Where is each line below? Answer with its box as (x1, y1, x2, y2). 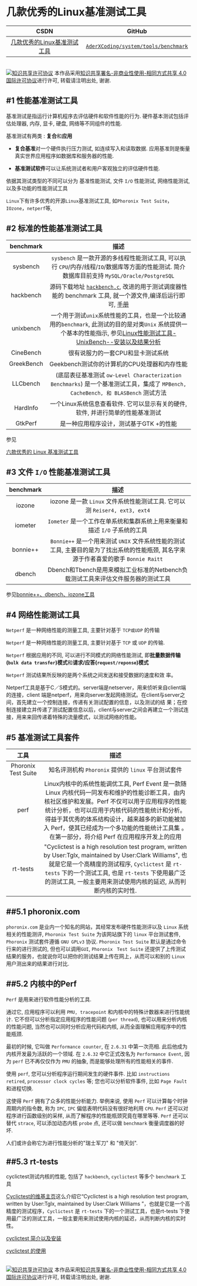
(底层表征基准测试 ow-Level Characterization (55, 371, 182, 379)
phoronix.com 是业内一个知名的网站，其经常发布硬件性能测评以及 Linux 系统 (6, 923, 189, 930)
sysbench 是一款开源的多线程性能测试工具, (51, 254, 167, 262)
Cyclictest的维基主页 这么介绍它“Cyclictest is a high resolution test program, (6, 1193, 189, 1200)
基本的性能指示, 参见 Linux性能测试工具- (66, 329, 177, 337)
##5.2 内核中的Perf (6, 979, 77, 989)
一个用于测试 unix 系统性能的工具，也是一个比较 (50, 311, 181, 319)
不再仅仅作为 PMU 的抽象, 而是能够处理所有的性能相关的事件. (29, 1057, 174, 1064)
